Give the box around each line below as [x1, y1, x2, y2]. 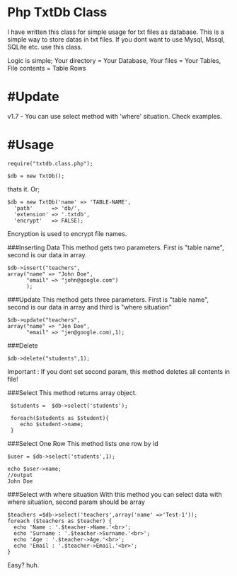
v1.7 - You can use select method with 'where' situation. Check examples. [7, 112, 222, 120]
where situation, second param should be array [7, 498, 145, 506]
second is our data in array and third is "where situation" [7, 302, 172, 311]
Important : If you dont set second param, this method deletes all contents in [7, 367, 230, 375]
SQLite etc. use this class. [7, 42, 83, 51]
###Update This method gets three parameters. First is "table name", [7, 295, 209, 304]
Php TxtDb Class [7, 4, 108, 20]
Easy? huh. [7, 560, 40, 569]
